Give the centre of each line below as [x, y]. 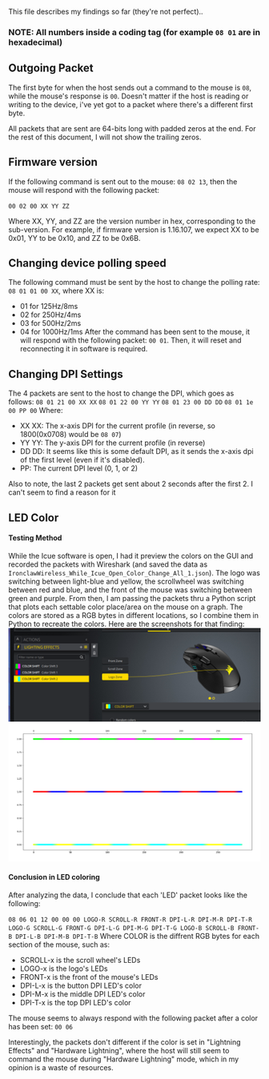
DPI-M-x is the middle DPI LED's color [82, 994]
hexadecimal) [35, 42]
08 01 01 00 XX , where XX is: [56, 291]
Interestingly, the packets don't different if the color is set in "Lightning [125, 1042]
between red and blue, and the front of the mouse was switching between [130, 590]
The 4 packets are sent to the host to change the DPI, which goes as [121, 393]
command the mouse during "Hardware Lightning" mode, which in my [124, 1059]
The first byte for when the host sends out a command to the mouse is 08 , [130, 87]
